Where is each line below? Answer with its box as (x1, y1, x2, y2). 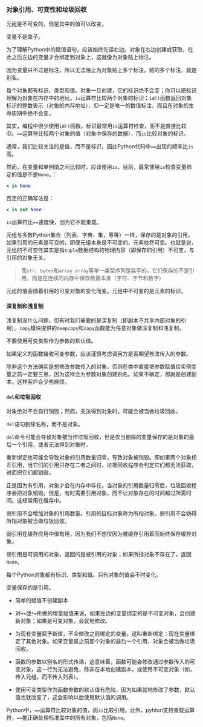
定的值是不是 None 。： (6, 171, 57, 178)
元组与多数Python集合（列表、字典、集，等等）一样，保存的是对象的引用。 (6, 231, 193, 238)
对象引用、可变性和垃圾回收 (6, 5, 87, 13)
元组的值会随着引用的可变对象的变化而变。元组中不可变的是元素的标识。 (6, 288, 186, 295)
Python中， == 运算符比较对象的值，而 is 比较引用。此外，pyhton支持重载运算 (6, 706, 195, 714)
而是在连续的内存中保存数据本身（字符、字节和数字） (31, 274, 164, 282)
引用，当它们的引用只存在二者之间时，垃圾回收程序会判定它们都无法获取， (11, 461, 197, 469)
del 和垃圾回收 (6, 393, 41, 400)
